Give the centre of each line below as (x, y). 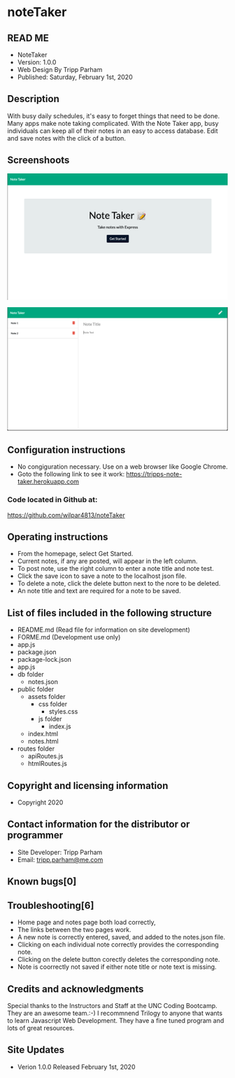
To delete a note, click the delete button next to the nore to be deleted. (119, 583)
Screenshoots (38, 161)
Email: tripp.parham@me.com (60, 859)
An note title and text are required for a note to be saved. (99, 591)
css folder (53, 704)
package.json (37, 652)
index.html (43, 734)
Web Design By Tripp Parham (60, 70)
